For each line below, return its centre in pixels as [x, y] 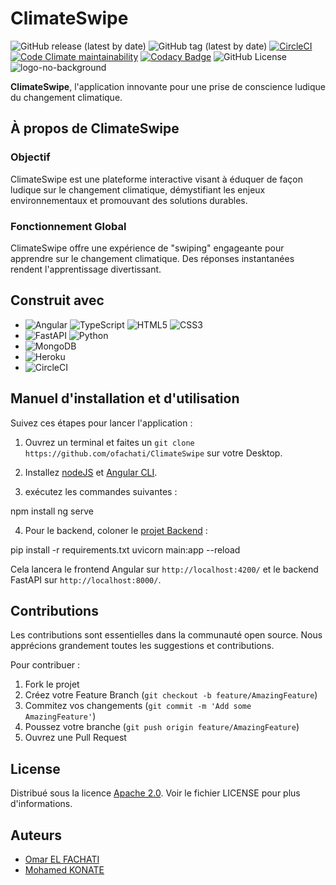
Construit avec [57, 300]
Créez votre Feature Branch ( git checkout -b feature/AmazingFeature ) [171, 695]
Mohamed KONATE [64, 869]
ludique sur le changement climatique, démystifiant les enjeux [138, 189]
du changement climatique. [66, 97]
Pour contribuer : [45, 665]
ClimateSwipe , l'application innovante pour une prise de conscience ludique [168, 86]
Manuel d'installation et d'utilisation [125, 398]
